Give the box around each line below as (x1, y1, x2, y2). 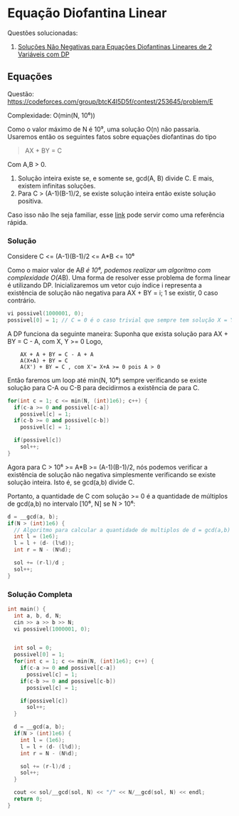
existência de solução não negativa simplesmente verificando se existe (7, 470, 216, 479)
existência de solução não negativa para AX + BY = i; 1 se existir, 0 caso (7, 289, 218, 297)
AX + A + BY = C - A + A (20, 351, 94, 358)
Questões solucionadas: (7, 29, 78, 37)
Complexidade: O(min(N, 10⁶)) (7, 111, 96, 119)
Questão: (7, 89, 34, 98)
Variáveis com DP (17, 50, 70, 58)
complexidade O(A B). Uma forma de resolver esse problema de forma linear (7, 273, 231, 282)
